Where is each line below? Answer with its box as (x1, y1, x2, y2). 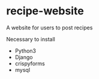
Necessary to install (6, 35, 55, 42)
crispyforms (14, 60, 45, 67)
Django (14, 53, 33, 60)
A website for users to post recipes (6, 24, 93, 31)
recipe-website (6, 4, 84, 18)
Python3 (14, 47, 36, 54)
